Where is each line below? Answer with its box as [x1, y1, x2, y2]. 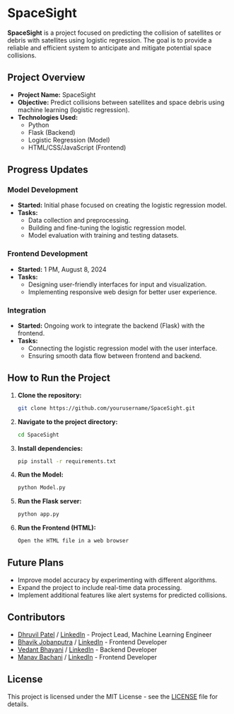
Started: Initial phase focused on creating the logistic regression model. [17, 201, 228, 210]
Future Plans [7, 557, 64, 569]
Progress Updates [7, 164, 88, 176]
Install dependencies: [17, 444, 83, 452]
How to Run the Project [7, 372, 111, 384]
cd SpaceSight [17, 431, 59, 438]
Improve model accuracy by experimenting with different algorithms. [17, 576, 218, 584]
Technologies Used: [17, 113, 78, 121]
